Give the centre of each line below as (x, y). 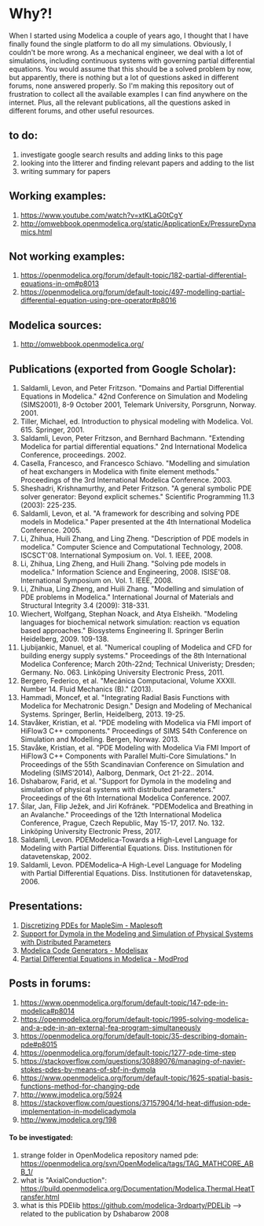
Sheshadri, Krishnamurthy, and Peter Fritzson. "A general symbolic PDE (136, 488)
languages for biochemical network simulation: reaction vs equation (130, 622)
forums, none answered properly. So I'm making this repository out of (121, 85)
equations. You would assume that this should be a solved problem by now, (131, 69)
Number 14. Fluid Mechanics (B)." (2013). (87, 689)
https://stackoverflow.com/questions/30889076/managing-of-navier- (133, 1061)
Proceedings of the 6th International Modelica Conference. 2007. (125, 798)
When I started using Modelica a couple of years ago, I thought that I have (129, 35)
